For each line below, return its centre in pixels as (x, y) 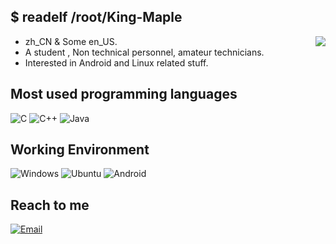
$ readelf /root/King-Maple (96, 17)
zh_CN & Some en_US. (71, 41)
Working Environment (80, 150)
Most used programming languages (124, 94)
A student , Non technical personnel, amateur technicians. (144, 52)
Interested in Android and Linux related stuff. (116, 62)
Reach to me (50, 205)
